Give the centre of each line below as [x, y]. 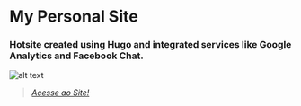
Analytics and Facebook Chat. [76, 56]
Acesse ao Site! [60, 93]
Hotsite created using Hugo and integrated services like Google [150, 45]
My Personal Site [74, 17]
